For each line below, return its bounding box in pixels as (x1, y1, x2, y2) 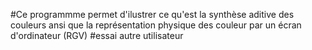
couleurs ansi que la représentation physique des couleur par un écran (10, 19, 302, 31)
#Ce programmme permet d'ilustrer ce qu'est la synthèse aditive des (10, 9, 295, 20)
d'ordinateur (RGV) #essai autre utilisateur (10, 30, 184, 41)
